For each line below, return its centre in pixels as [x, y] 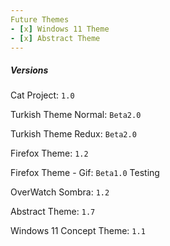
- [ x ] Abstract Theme [55, 38]
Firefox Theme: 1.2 [49, 153]
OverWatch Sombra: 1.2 [60, 192]
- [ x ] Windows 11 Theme [60, 29]
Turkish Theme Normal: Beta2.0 [76, 115]
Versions [29, 70]
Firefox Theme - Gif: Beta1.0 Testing [85, 173]
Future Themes [40, 19]
